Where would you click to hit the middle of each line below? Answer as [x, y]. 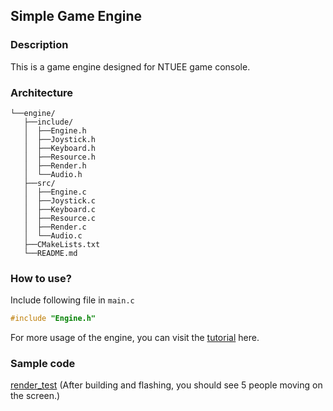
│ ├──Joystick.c [60, 200]
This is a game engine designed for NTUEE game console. [130, 66]
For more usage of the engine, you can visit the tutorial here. [135, 338]
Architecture [42, 92]
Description [39, 45]
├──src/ [39, 183]
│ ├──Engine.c [55, 192]
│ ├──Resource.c [60, 218]
